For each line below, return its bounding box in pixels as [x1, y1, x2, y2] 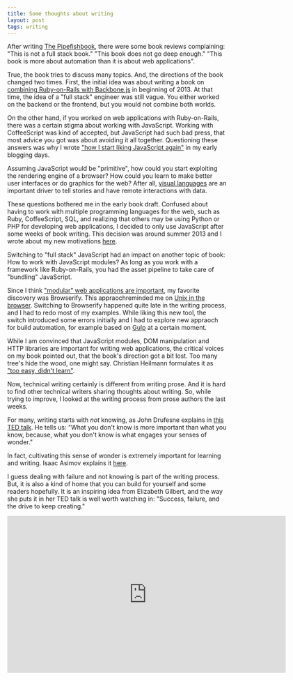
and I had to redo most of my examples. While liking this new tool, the [7, 308, 207, 317]
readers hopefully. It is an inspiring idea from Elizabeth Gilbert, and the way [7, 488, 223, 496]
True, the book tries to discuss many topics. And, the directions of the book [7, 70, 224, 79]
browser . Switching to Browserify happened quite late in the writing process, [7, 301, 227, 310]
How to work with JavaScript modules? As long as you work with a [7, 258, 198, 266]
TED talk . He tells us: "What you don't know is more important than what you [7, 423, 227, 432]
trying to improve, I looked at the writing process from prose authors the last [7, 395, 226, 403]
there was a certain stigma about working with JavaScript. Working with [7, 121, 214, 130]
